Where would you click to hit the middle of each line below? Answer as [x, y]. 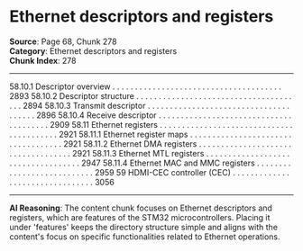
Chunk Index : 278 [43, 60]
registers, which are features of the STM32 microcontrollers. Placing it [140, 217]
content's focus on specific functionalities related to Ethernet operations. [145, 237]
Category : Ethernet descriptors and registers [93, 50]
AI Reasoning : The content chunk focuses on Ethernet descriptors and [141, 208]
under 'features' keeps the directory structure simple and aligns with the [143, 227]
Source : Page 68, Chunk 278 [63, 41]
